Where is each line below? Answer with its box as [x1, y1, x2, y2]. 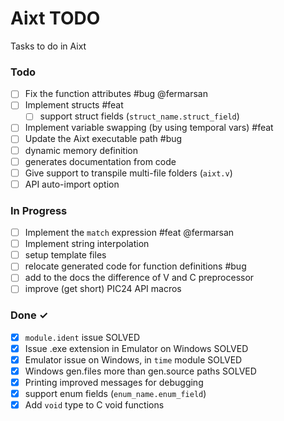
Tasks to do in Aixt [10, 40, 87, 52]
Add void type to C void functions [24, 399, 165, 411]
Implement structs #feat [24, 99, 124, 111]
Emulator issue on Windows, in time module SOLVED [24, 353, 243, 366]
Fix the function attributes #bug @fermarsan [24, 88, 208, 100]
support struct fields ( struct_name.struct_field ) [39, 110, 240, 122]
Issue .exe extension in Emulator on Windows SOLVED [24, 342, 249, 354]
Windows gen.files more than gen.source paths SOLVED [24, 365, 257, 377]
